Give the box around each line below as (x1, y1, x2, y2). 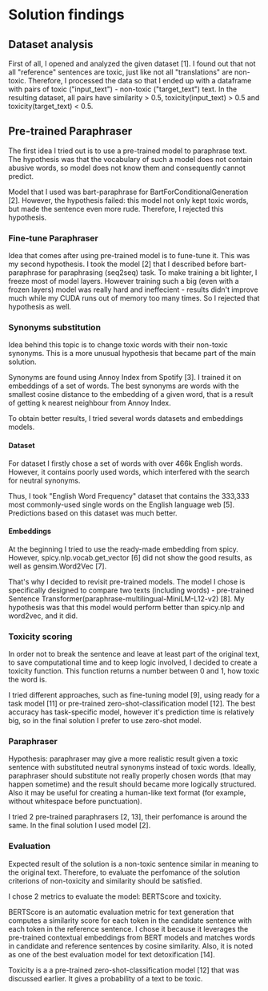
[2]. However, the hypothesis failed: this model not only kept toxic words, (8, 195, 249, 205)
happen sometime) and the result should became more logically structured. (8, 779, 257, 789)
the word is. (8, 675, 47, 685)
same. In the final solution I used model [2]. (8, 820, 151, 831)
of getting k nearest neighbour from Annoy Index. (8, 398, 171, 408)
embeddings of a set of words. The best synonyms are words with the (8, 381, 240, 390)
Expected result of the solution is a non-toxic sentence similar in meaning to (8, 859, 258, 868)
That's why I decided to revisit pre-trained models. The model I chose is (8, 576, 246, 586)
